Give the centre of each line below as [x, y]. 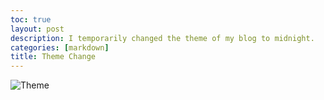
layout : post [37, 29]
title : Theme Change [53, 57]
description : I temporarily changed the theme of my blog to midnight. [162, 38]
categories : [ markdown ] [60, 47]
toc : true [31, 19]
